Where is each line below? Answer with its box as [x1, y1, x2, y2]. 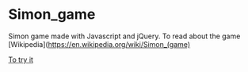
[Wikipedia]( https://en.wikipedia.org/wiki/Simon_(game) [8, 39, 191, 49]
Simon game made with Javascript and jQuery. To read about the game [8, 31, 241, 41]
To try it [8, 55, 34, 64]
